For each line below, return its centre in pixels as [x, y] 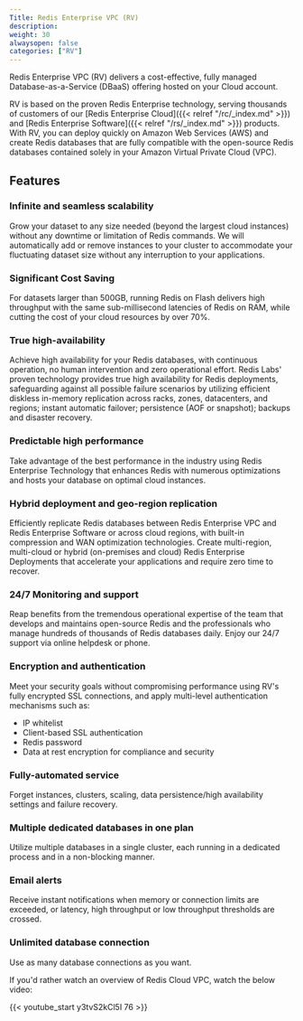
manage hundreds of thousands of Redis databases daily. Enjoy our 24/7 [144, 633]
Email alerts [36, 880]
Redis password [52, 742]
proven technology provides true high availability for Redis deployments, [144, 379]
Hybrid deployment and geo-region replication [114, 503]
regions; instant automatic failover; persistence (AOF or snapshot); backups [150, 408]
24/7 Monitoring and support [74, 595]
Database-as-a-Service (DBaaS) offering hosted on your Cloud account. [144, 87]
